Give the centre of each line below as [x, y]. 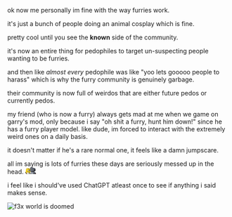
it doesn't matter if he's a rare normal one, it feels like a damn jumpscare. [113, 150]
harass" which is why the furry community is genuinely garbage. [101, 79]
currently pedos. [31, 100]
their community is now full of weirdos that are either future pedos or [107, 93]
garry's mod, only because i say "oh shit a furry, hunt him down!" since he [115, 121]
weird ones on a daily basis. [47, 137]
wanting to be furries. [39, 58]
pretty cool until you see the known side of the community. [93, 37]
